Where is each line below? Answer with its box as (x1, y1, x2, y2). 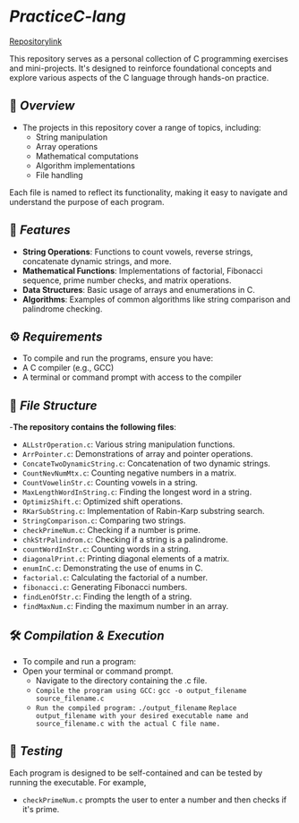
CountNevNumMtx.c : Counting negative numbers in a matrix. (21, 467, 237, 478)
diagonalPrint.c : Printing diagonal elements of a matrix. (21, 553, 230, 564)
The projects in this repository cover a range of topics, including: (21, 122, 261, 133)
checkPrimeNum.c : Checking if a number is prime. (21, 525, 201, 536)
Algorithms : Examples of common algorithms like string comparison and (21, 294, 291, 304)
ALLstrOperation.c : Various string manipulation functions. (21, 439, 235, 450)
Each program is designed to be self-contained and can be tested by (9, 767, 263, 778)
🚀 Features (9, 222, 72, 238)
